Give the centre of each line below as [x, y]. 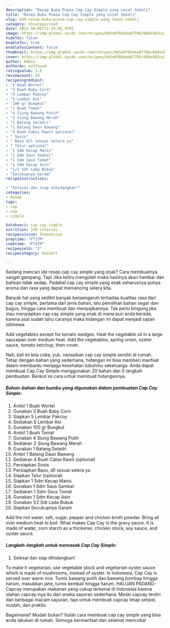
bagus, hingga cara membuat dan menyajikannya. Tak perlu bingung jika [81, 309]
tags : [11, 202]
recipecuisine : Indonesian [34, 235]
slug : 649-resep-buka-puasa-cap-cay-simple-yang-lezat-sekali [72, 19]
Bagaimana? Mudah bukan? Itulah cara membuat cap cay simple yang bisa [83, 615]
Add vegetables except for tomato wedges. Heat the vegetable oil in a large [84, 334]
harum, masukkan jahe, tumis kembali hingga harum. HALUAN [70, 584]
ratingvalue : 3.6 [24, 71]
